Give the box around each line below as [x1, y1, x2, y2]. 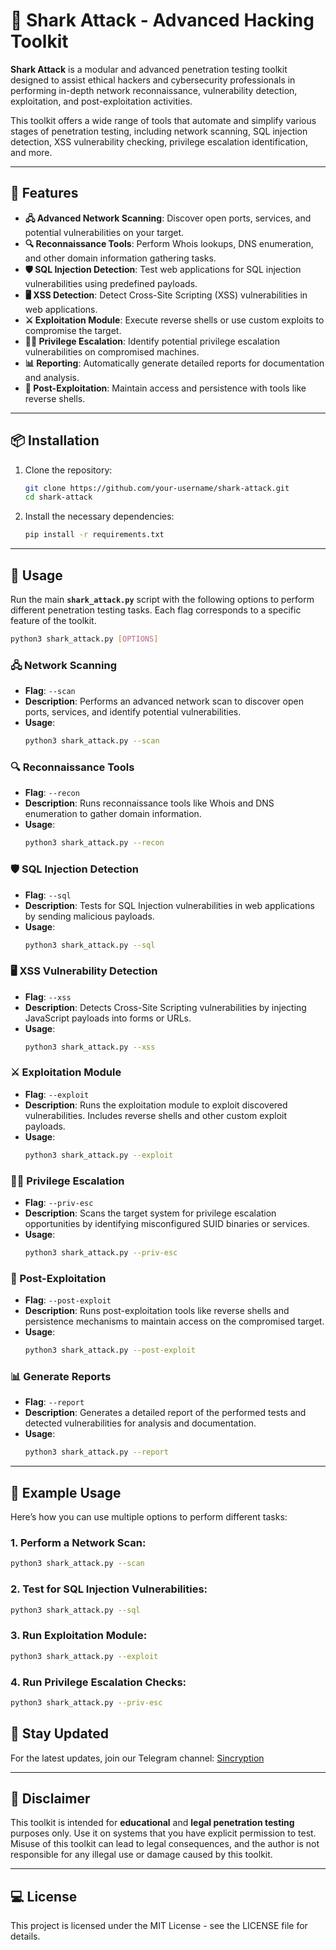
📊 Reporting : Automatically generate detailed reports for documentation [24, 357, 325, 369]
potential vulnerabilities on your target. [24, 226, 185, 238]
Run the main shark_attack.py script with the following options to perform [10, 594, 315, 605]
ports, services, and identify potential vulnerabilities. [24, 706, 242, 718]
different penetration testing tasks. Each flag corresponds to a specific [10, 604, 302, 616]
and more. [10, 146, 53, 158]
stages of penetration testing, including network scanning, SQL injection [10, 125, 308, 137]
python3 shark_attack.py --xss [24, 1042, 156, 1052]
